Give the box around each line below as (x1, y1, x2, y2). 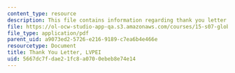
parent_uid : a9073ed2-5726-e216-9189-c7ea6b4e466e (7, 36, 158, 43)
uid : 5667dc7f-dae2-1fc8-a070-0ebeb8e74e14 (7, 56, 136, 63)
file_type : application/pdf (7, 29, 90, 37)
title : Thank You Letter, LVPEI (7, 49, 101, 56)
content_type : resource (7, 10, 77, 17)
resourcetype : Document (7, 42, 77, 49)
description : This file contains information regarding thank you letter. (7, 17, 230, 24)
